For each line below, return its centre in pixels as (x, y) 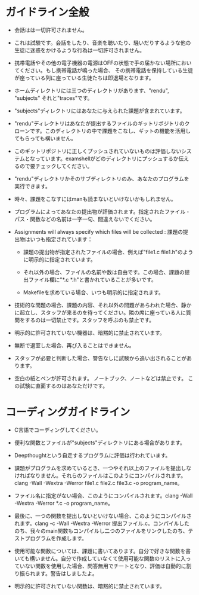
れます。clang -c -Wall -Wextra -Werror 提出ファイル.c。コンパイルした (102, 523)
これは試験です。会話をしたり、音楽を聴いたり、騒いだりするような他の (102, 42)
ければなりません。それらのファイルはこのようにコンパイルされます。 (100, 475)
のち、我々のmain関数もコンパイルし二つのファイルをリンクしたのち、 (101, 530)
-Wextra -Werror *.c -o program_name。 (64, 503)
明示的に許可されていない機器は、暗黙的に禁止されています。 (89, 332)
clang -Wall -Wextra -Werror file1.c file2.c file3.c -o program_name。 (98, 483)
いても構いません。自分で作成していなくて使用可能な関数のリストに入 (100, 558)
